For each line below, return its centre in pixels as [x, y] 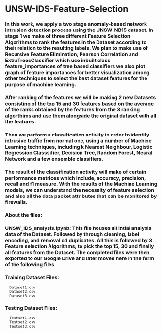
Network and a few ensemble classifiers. [54, 159]
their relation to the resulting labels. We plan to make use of [76, 48]
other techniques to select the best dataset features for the [76, 78]
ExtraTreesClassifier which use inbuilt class [58, 61]
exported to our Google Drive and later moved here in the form [80, 258]
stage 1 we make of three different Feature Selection [68, 36]
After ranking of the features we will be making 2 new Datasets [81, 98]
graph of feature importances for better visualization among [77, 73]
